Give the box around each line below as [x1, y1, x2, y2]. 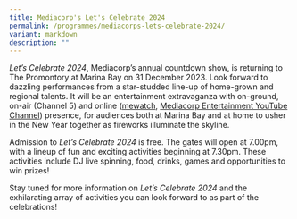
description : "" [9, 38, 70, 47]
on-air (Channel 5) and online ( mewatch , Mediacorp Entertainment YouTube [9, 100, 288, 112]
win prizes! [9, 165, 50, 176]
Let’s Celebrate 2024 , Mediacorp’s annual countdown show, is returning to [9, 63, 284, 73]
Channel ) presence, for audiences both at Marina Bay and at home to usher [9, 110, 286, 121]
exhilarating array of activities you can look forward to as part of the [9, 192, 260, 203]
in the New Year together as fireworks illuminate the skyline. [9, 120, 230, 131]
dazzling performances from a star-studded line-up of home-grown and [9, 81, 274, 92]
